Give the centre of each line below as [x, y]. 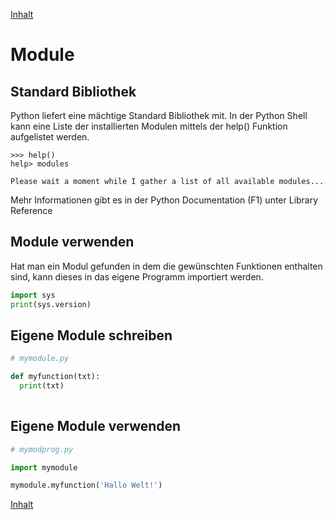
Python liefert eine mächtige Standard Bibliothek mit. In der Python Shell [159, 115]
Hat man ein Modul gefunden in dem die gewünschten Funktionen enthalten [166, 266]
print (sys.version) [51, 304]
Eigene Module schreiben [91, 335]
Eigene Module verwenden [96, 426]
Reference [31, 210]
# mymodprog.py [42, 449]
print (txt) [42, 386]
